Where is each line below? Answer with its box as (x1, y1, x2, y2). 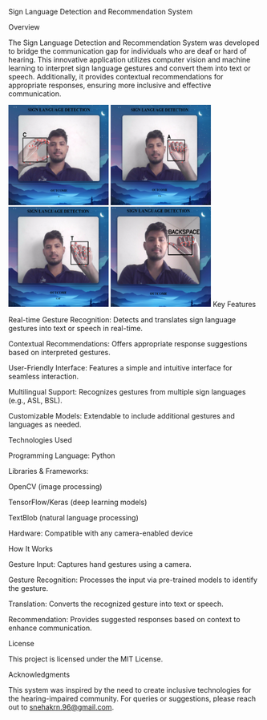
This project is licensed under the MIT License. (8, 654, 164, 664)
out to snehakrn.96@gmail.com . (8, 702, 115, 712)
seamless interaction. (8, 372, 79, 381)
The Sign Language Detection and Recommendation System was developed (8, 38, 260, 47)
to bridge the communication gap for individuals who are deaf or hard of (8, 47, 247, 55)
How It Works (8, 544, 54, 553)
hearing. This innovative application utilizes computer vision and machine (8, 55, 251, 64)
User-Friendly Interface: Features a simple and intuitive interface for (8, 363, 233, 372)
